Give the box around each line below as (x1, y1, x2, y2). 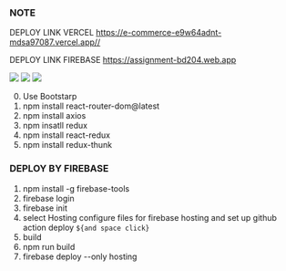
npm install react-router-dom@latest (22, 100, 160, 111)
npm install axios (22, 110, 87, 121)
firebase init (22, 203, 68, 214)
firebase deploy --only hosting (22, 251, 138, 262)
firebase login (22, 193, 75, 203)
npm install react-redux (22, 130, 111, 141)
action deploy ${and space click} (22, 222, 150, 233)
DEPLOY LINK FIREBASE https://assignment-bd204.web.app (9, 55, 237, 66)
